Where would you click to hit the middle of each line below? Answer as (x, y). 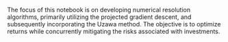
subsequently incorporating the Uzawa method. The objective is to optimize (114, 24)
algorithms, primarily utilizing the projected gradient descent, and (99, 17)
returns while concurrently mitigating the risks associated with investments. (114, 31)
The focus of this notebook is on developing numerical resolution (99, 10)
